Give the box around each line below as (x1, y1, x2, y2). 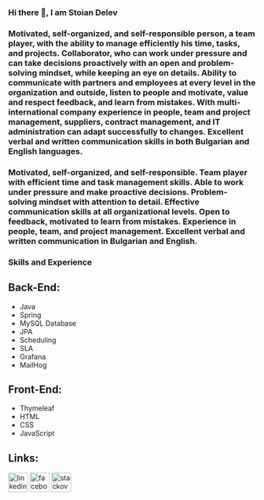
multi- (217, 97, 241, 108)
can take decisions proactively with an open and (8, 57, 196, 68)
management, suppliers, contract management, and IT (8, 116, 221, 127)
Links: (8, 451, 39, 465)
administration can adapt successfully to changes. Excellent (8, 126, 244, 137)
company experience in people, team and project (60, 106, 251, 117)
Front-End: (8, 382, 63, 396)
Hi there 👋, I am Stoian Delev (8, 7, 118, 18)
